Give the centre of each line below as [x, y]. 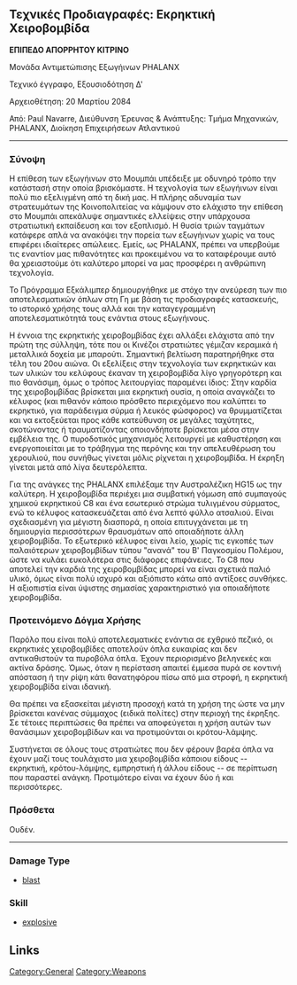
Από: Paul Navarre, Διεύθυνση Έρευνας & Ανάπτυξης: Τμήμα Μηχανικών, [144, 118]
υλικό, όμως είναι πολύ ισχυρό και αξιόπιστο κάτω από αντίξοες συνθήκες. [148, 579]
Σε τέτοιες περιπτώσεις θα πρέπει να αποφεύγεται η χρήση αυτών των [140, 723]
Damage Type [40, 861]
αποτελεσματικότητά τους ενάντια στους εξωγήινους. [110, 318]
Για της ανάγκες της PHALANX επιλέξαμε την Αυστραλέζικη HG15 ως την [146, 485]
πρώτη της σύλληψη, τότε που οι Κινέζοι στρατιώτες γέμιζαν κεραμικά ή [144, 345]
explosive [39, 922]
